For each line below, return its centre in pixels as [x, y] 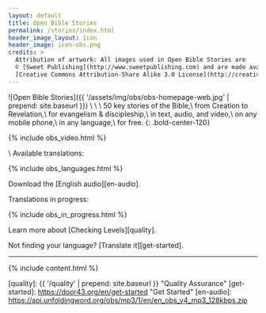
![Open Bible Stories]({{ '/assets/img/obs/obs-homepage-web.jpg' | [119, 97]
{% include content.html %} [53, 268]
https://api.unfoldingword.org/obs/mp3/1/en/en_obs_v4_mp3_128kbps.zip [128, 300]
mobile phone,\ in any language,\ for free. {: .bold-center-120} [109, 122]
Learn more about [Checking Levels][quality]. [82, 230]
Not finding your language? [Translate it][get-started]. [96, 245]
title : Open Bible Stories [53, 23]
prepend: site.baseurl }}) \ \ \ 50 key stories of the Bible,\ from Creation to [128, 105]
